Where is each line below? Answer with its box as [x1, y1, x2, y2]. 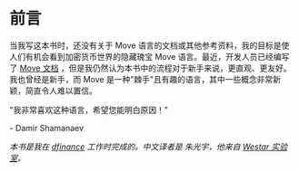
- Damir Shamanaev [9, 122, 85, 133]
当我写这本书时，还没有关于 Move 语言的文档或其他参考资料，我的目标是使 [9, 40, 290, 51]
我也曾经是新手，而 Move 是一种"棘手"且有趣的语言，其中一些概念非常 [9, 73, 274, 84]
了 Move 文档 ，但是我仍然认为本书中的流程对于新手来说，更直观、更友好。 [9, 62, 293, 73]
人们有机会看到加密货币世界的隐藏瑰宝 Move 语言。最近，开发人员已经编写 [9, 51, 290, 62]
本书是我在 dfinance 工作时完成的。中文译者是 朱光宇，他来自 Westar [9, 141, 270, 152]
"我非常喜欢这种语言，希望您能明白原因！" [9, 104, 169, 115]
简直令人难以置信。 [25, 85, 97, 96]
